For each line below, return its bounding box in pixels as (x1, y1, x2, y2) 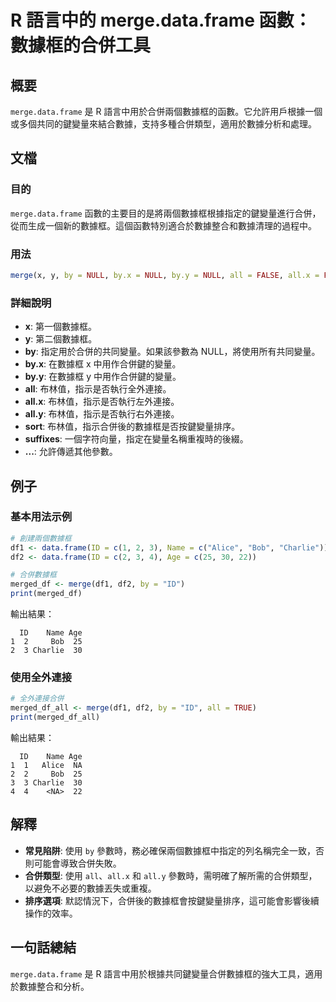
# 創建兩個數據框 (10, 533, 72, 543)
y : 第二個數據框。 (24, 333, 98, 345)
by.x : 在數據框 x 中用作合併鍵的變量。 (24, 358, 182, 370)
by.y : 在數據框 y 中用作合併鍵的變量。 (24, 371, 182, 383)
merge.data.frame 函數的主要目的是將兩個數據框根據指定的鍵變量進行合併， (10, 207, 322, 219)
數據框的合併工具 (10, 34, 152, 57)
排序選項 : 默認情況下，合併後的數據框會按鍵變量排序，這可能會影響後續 (24, 894, 320, 906)
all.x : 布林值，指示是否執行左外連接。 (24, 396, 180, 408)
